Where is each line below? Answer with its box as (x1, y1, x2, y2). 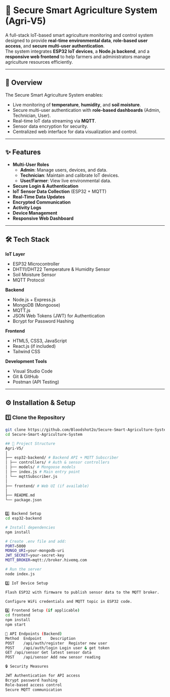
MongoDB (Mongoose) (12, 302, 61, 308)
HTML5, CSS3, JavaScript (12, 338, 67, 344)
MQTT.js (12, 307, 31, 313)
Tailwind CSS (12, 349, 40, 355)
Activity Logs (12, 204, 41, 211)
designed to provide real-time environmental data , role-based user (5, 37, 148, 44)
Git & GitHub (12, 374, 39, 380)
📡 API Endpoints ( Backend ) (5, 631, 62, 636)
